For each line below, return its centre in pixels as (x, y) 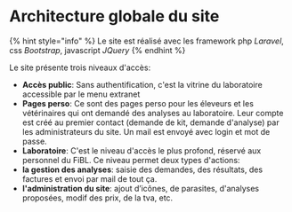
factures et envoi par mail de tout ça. (89, 178)
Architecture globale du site (114, 16)
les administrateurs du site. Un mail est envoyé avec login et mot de (146, 131)
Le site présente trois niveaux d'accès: (80, 67)
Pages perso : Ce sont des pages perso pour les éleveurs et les (138, 103)
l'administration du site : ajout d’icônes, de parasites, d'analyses (141, 188)
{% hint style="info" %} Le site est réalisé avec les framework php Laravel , (147, 41)
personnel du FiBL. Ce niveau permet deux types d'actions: (131, 160)
